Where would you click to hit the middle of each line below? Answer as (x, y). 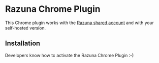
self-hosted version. (25, 28)
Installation (23, 44)
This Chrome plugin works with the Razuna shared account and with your (79, 23)
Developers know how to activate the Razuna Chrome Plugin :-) (69, 55)
